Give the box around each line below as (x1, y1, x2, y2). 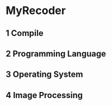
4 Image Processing (5, 90, 83, 101)
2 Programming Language (5, 48, 107, 58)
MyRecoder (5, 4, 66, 18)
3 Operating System (5, 69, 83, 80)
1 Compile (5, 28, 44, 38)
